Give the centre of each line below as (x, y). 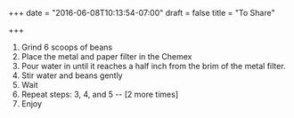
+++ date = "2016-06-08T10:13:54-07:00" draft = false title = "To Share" (142, 13)
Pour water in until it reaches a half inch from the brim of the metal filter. (153, 66)
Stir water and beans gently (72, 75)
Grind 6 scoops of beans (67, 47)
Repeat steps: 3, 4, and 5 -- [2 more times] (100, 94)
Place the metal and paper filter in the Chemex (106, 56)
